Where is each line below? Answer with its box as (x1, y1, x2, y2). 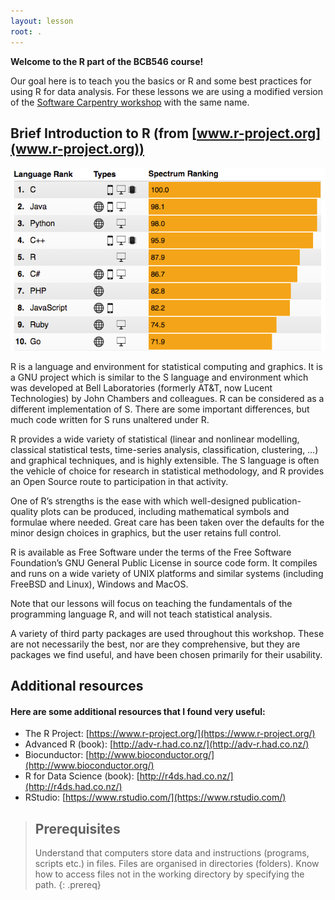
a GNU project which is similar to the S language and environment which (10, 371, 309, 383)
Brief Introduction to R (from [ (10, 125, 197, 142)
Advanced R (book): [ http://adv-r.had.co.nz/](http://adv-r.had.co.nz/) (24, 738, 310, 750)
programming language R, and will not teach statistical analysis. (10, 608, 273, 620)
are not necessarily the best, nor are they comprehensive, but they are (10, 638, 301, 650)
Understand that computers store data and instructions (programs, (34, 847, 310, 859)
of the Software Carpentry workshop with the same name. (10, 96, 250, 108)
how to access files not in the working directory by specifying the (34, 868, 305, 880)
